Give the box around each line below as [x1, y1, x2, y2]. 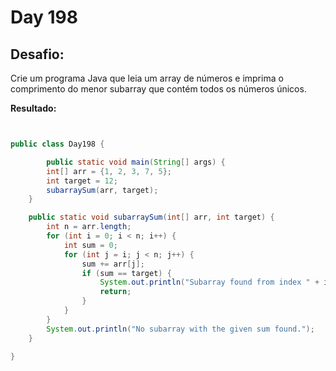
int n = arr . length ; [46, 222, 132, 232]
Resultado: [10, 102, 57, 114]
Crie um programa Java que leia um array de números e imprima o [10, 72, 284, 84]
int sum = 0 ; [63, 240, 118, 250]
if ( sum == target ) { [81, 268, 172, 278]
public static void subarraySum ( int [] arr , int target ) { [28, 212, 275, 223]
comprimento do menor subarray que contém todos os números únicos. [10, 83, 307, 95]
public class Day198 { [10, 139, 105, 149]
